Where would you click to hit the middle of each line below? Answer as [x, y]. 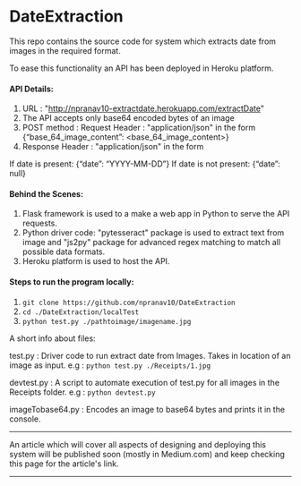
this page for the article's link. [64, 464]
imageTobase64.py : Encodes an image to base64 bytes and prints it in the [147, 409]
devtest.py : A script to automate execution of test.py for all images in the [145, 382]
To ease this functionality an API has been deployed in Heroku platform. [142, 68]
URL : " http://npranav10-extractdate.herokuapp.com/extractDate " [143, 108]
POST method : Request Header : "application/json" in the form [139, 128]
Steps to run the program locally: [72, 281]
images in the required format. [65, 50]
